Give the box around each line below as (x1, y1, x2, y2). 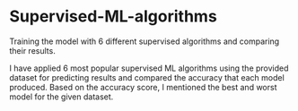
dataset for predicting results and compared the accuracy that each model (9, 72, 285, 82)
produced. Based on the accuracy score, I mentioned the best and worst (9, 81, 277, 92)
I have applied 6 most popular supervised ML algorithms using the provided (9, 63, 289, 73)
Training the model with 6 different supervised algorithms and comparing (9, 36, 280, 47)
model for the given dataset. (9, 91, 114, 102)
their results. (9, 45, 56, 55)
